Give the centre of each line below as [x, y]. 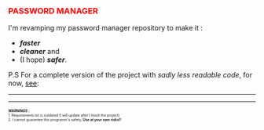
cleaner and [40, 52]
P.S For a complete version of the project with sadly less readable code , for [130, 75]
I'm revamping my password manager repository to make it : [105, 28]
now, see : [24, 83]
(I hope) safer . [43, 60]
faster [30, 43]
